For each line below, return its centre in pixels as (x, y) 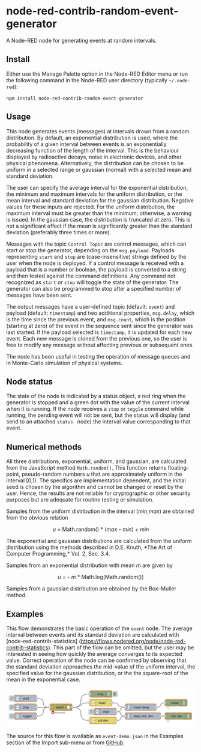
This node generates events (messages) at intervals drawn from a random (98, 131)
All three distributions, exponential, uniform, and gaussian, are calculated (97, 461)
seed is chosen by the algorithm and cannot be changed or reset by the (94, 487)
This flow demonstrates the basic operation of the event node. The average (100, 628)
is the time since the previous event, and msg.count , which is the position (96, 319)
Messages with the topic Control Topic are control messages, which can (96, 244)
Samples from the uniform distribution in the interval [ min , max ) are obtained (100, 511)
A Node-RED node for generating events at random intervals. (82, 40)
